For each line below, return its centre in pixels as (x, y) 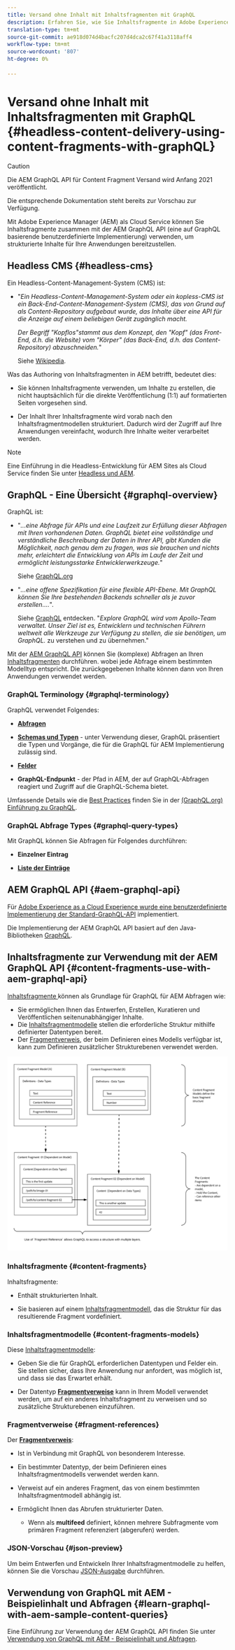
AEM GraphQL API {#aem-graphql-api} (94, 890)
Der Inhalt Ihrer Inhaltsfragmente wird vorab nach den (95, 416)
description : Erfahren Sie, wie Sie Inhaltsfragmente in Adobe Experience (119, 22)
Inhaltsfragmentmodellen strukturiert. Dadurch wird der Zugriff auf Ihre (120, 424)
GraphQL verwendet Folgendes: (53, 710)
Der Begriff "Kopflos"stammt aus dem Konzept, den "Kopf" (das (110, 332)
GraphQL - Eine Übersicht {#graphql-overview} (113, 495)
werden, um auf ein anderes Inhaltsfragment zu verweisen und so (112, 1399)
